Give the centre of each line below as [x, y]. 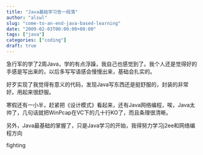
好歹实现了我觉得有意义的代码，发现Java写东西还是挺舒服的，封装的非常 [98, 84]
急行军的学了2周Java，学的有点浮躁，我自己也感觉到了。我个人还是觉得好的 [102, 64]
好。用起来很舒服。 [30, 92]
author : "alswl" [27, 18]
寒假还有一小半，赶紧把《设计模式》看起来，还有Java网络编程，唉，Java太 [101, 105]
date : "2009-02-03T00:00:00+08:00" [51, 29]
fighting [16, 145]
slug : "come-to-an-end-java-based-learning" [64, 23]
